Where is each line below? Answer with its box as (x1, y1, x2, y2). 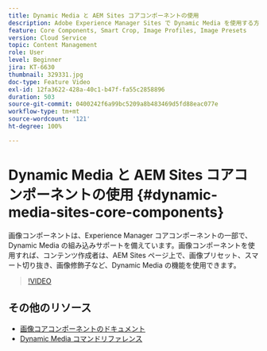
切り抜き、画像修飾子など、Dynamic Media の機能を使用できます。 (21, 260, 241, 270)
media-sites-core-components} (8, 203, 225, 221)
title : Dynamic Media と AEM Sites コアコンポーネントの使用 (8, 11, 199, 20)
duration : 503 (8, 93, 56, 101)
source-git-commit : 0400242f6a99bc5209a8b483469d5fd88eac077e (8, 100, 219, 108)
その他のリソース (8, 301, 91, 314)
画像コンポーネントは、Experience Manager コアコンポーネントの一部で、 (8, 230, 253, 240)
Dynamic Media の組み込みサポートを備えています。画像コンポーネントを (8, 240, 249, 250)
